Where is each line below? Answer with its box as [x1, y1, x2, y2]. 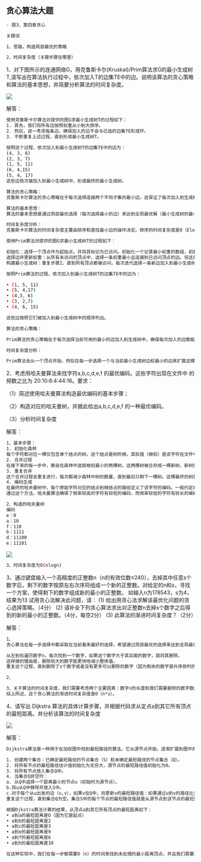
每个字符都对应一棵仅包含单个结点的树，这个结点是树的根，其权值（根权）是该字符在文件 [6, 452, 193, 458]
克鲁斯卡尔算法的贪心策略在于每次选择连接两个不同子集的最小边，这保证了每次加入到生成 [6, 194, 193, 200]
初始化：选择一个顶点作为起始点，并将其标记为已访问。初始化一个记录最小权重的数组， [6, 249, 189, 255]
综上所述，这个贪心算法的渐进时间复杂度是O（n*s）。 [6, 691, 118, 697]
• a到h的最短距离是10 [6, 840, 54, 846]
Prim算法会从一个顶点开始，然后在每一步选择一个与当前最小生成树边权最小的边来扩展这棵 [6, 358, 196, 364]
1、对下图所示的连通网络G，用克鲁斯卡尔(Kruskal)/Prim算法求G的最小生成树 [6, 66, 193, 73]
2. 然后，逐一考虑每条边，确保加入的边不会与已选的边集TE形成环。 [6, 128, 149, 134]
